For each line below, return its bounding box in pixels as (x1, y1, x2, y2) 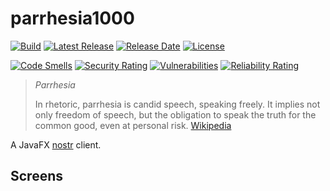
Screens (10, 168, 63, 185)
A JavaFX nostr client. (10, 138, 102, 151)
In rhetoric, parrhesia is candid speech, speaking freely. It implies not (34, 98, 321, 110)
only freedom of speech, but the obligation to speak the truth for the (34, 108, 317, 121)
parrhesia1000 (10, 7, 135, 30)
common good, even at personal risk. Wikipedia (34, 119, 232, 131)
